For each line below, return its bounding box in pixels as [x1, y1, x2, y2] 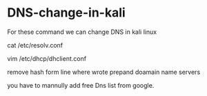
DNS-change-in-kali [7, 5, 126, 21]
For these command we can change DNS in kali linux [7, 28, 157, 36]
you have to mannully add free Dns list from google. [7, 81, 155, 89]
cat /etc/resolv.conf [7, 41, 63, 49]
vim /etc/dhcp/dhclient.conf [7, 54, 87, 63]
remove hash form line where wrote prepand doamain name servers [7, 68, 201, 76]
